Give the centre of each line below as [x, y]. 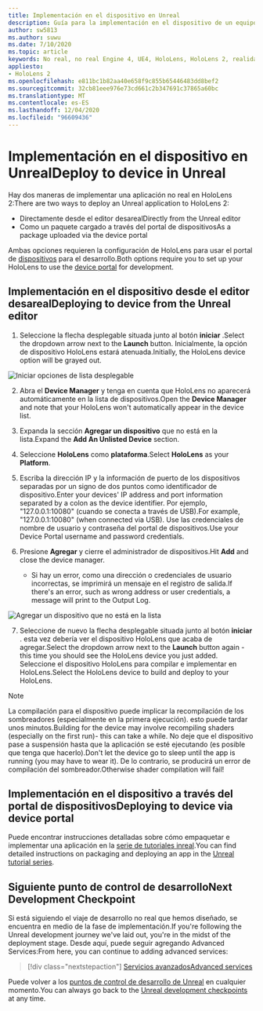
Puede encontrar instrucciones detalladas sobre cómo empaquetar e [119, 838]
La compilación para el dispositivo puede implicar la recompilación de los [126, 710]
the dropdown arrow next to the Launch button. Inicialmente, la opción [133, 343]
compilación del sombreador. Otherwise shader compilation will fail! [116, 769]
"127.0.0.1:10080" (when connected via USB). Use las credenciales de [131, 520]
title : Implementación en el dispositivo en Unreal [94, 15]
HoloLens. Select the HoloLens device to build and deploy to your [124, 672]
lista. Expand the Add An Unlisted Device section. [99, 439]
